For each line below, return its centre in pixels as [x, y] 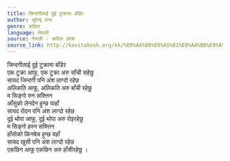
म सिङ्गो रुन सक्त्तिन [30, 96]
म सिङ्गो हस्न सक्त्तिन [31, 126]
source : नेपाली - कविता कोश [41, 39]
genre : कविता [24, 26]
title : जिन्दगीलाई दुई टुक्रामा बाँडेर [46, 13]
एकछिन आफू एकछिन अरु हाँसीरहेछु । [48, 149]
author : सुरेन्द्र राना [30, 20]
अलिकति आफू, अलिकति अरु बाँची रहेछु [50, 88]
